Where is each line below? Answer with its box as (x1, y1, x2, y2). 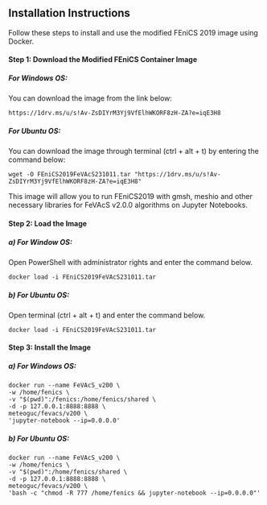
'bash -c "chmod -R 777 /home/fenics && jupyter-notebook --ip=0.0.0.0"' (8, 489, 261, 498)
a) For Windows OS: (8, 362, 76, 371)
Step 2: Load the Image (8, 218, 87, 228)
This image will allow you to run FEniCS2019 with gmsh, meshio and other (8, 192, 253, 201)
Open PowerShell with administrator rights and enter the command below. (8, 257, 253, 267)
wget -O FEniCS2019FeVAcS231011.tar (8, 171, 131, 179)
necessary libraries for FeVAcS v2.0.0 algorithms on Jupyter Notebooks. (8, 201, 248, 210)
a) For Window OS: (8, 237, 72, 246)
